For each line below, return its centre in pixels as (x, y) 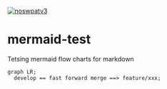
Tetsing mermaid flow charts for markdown (71, 59)
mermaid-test (49, 40)
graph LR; (22, 72)
